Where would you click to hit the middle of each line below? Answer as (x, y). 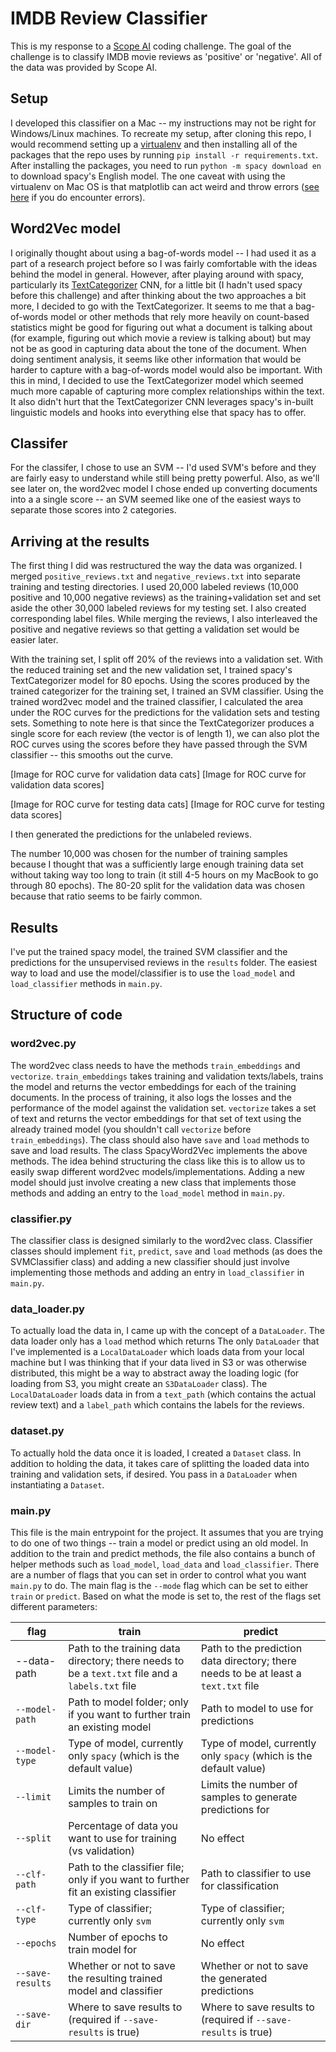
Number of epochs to (118, 1937)
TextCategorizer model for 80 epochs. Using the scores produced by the (160, 681)
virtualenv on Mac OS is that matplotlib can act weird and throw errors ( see (165, 186)
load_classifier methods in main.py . (86, 983)
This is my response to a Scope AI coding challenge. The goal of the (151, 46)
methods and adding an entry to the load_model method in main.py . (148, 1193)
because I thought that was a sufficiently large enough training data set (157, 864)
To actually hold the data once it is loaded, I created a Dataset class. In (156, 1453)
